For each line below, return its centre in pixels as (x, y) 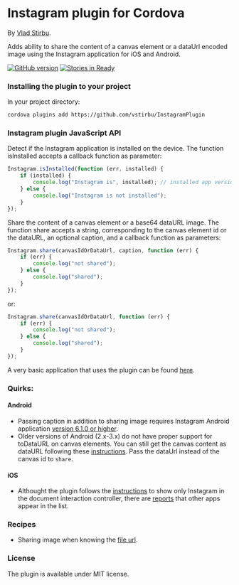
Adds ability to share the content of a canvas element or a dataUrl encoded (117, 46)
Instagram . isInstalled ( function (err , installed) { (85, 169)
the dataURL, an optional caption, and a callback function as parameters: (114, 237)
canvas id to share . (45, 458)
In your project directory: (44, 102)
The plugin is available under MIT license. (68, 574)
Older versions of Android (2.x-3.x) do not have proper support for (115, 436)
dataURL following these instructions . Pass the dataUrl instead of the (118, 451)
